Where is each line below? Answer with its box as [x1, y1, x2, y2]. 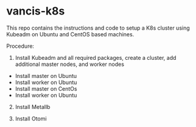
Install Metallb [15, 103, 51, 110]
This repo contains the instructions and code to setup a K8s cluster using [6, 24, 190, 31]
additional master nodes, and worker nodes [15, 60, 125, 68]
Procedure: [6, 42, 35, 50]
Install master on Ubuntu [15, 72, 77, 79]
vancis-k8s [6, 4, 65, 18]
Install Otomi [15, 115, 47, 122]
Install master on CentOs [15, 85, 77, 92]
